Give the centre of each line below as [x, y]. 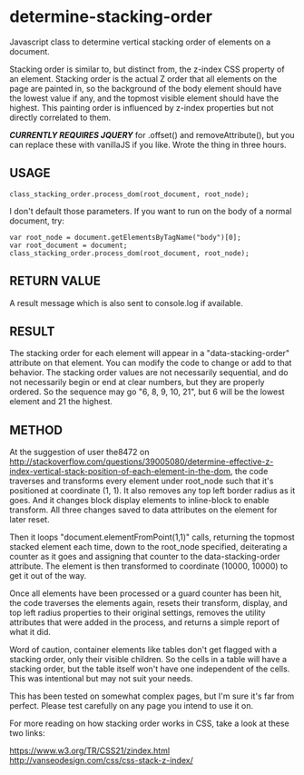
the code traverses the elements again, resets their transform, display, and [148, 603]
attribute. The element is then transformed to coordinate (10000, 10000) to [149, 566]
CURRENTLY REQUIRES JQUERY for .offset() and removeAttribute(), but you [152, 134]
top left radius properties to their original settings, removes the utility [137, 613]
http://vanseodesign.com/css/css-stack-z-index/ [101, 760]
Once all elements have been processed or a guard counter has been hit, [146, 593]
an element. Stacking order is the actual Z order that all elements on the [143, 78]
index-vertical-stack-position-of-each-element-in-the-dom [120, 472]
